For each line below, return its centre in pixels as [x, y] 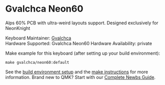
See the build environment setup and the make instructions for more [77, 72]
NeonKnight [18, 28]
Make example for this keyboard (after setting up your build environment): [83, 53]
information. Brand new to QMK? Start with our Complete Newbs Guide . [80, 77]
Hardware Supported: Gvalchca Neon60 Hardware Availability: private [79, 43]
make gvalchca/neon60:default [37, 62]
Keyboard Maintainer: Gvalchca [38, 38]
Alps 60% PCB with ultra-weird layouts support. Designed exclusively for [82, 23]
